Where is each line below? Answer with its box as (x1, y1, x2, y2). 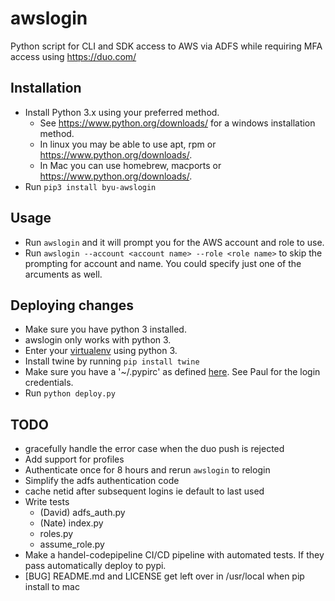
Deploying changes (10, 297, 134, 314)
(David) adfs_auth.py (39, 507, 126, 519)
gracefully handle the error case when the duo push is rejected (24, 443, 285, 455)
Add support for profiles (24, 453, 125, 466)
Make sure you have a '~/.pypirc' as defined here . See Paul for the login (24, 366, 321, 378)
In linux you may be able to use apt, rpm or (39, 138, 217, 150)
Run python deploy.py (24, 387, 116, 399)
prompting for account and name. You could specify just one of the (24, 257, 302, 269)
